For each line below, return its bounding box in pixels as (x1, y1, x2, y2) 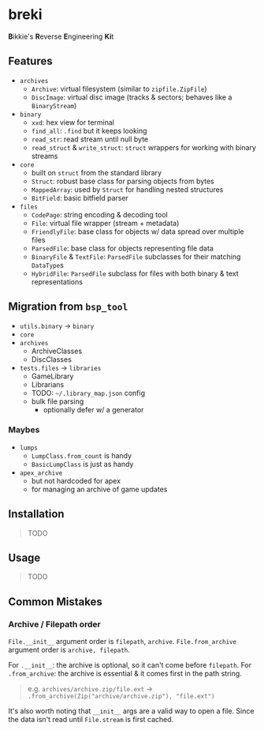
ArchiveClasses (31, 346, 83, 356)
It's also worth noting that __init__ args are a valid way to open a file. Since (8, 706, 255, 716)
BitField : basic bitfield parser (31, 193, 128, 202)
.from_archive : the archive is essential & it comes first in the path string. (8, 669, 242, 679)
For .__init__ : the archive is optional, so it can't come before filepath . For (8, 660, 252, 670)
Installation (8, 507, 65, 521)
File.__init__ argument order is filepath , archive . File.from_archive (8, 637, 237, 646)
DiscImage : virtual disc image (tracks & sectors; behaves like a (31, 92, 232, 102)
